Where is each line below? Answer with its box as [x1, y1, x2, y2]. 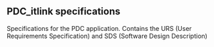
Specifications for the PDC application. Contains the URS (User [6, 24, 192, 32]
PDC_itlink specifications [6, 6, 121, 18]
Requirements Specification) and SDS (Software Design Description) [6, 32, 208, 40]
